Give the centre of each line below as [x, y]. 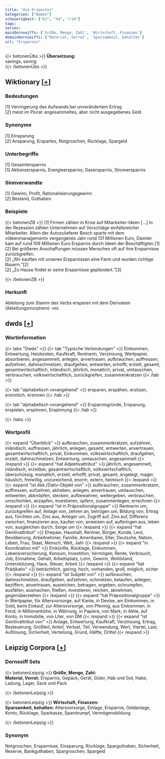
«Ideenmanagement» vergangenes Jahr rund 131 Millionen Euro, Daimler [79, 238]
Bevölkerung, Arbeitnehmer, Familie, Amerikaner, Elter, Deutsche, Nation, [79, 537]
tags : [11, 24]
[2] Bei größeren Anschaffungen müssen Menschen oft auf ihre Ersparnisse [82, 248]
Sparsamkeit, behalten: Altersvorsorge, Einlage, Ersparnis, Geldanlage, [78, 708]
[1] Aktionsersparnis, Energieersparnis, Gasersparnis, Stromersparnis [75, 170]
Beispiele [16, 212]
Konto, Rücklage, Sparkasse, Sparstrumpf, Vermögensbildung [68, 712]
